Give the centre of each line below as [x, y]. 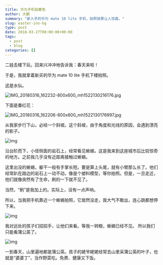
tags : [10, 37]
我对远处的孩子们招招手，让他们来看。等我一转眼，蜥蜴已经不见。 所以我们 [80, 226]
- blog [16, 46]
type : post [16, 28]
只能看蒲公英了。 [22, 232]
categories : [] [20, 50]
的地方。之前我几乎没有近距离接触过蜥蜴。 [48, 157]
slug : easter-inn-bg [26, 23]
